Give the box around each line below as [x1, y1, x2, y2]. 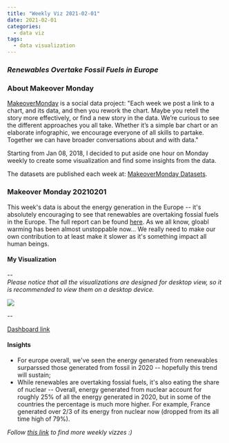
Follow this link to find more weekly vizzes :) [7, 428, 132, 436]
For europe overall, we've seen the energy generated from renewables [17, 356, 218, 364]
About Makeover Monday [7, 83, 94, 93]
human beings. [7, 239, 50, 248]
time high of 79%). [17, 415, 70, 423]
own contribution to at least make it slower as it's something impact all [7, 232, 207, 240]
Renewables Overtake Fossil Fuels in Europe [7, 65, 159, 75]
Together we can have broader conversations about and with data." [7, 136, 199, 144]
